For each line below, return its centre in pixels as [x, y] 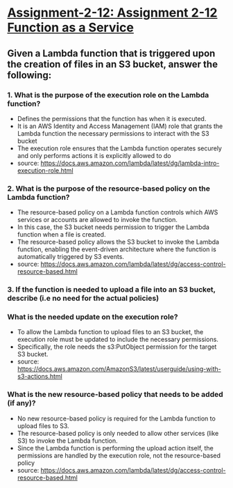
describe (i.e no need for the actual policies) [83, 299]
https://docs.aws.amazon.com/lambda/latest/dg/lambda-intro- [130, 163]
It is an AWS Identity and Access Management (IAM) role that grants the [120, 126]
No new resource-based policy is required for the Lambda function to [116, 418]
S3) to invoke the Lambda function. [67, 441]
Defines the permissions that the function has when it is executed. [112, 118]
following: [29, 75]
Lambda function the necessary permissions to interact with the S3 [113, 133]
